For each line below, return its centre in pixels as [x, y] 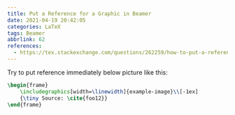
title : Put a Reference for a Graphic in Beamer [79, 14]
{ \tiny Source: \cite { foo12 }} [64, 98]
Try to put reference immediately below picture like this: [87, 72]
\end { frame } [24, 105]
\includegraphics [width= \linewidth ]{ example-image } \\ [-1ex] [109, 91]
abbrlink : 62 [26, 40]
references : [24, 46]
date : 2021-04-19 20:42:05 [47, 20]
